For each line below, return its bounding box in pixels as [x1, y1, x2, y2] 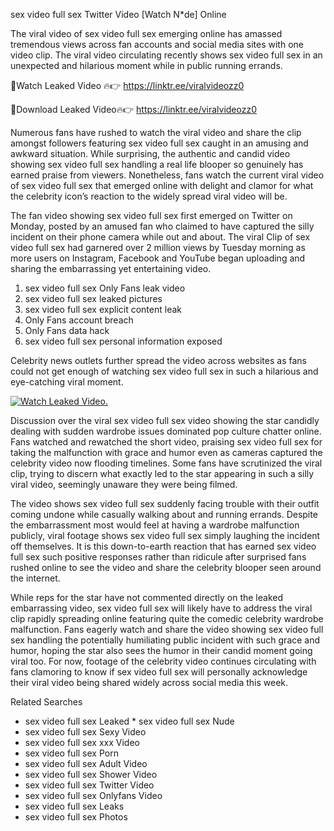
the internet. [10, 572, 61, 584]
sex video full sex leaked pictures [24, 293, 163, 304]
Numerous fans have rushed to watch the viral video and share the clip [10, 127, 302, 138]
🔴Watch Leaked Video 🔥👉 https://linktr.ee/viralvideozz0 [10, 80, 245, 91]
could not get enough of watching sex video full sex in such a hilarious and [10, 365, 319, 377]
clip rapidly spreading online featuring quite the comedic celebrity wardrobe [10, 613, 324, 624]
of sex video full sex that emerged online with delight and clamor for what [10, 180, 314, 191]
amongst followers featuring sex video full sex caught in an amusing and [10, 137, 309, 149]
